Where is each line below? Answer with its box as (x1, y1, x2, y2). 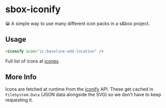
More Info (5, 73, 37, 82)
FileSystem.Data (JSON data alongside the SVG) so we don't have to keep (5, 92, 161, 98)
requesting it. (5, 97, 33, 103)
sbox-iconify (5, 4, 61, 15)
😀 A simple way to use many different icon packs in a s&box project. (5, 20, 150, 26)
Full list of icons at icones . (5, 58, 60, 64)
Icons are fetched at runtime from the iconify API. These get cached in (5, 86, 153, 92)
